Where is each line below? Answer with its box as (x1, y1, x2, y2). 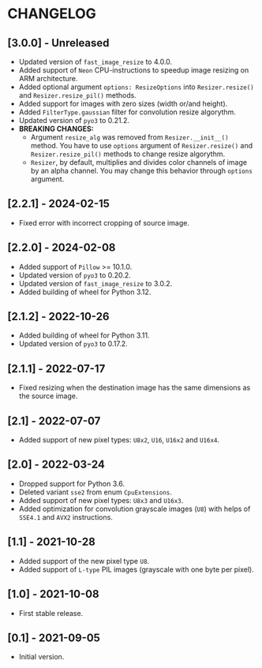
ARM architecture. (18, 74, 78, 83)
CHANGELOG (7, 5, 96, 23)
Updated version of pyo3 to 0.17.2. (18, 339, 128, 349)
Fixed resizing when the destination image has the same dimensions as (18, 383, 251, 393)
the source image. (18, 391, 78, 401)
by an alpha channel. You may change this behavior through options (30, 166, 253, 175)
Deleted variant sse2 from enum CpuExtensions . (18, 487, 173, 497)
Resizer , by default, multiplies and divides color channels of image (30, 158, 248, 166)
